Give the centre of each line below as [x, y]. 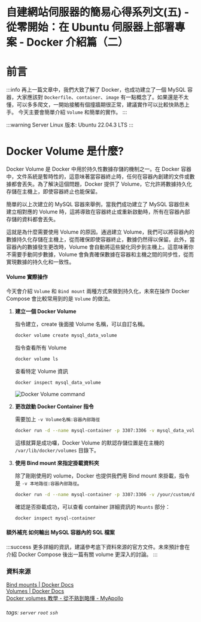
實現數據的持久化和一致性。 [40, 262]
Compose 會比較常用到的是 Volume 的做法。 [60, 299]
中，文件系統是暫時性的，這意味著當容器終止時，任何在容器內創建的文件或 [98, 177]
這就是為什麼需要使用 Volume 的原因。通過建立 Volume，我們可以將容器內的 [100, 232]
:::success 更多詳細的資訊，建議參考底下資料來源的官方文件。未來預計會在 [98, 546]
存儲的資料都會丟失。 [32, 219]
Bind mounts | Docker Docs [40, 585]
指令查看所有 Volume [41, 348]
